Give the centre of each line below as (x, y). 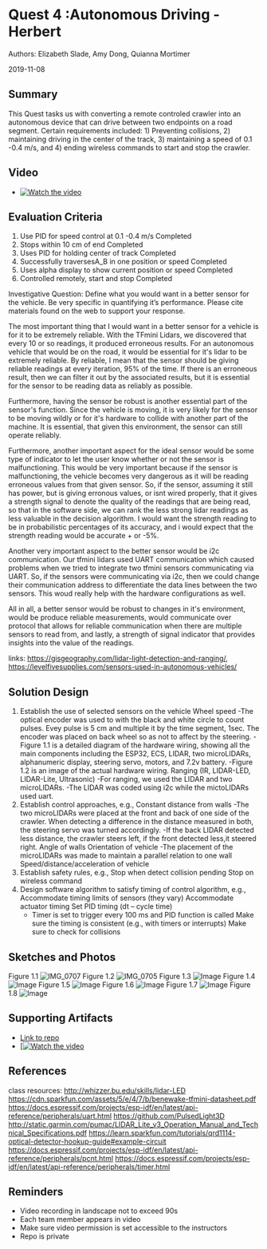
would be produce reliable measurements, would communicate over (120, 617)
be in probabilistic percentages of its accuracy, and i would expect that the (131, 527)
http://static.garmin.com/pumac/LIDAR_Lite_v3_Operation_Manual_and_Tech (133, 1124)
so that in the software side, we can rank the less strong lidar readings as (128, 510)
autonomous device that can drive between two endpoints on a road (120, 122)
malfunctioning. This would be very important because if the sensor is (123, 468)
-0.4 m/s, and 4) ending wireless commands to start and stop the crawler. (130, 147)
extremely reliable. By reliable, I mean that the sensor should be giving (124, 360)
